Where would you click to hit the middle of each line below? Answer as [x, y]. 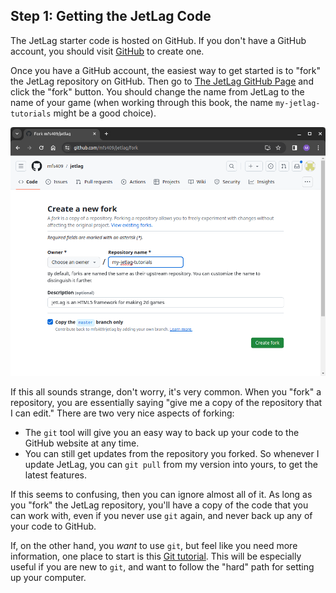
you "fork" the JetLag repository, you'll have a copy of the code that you [159, 505]
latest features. [55, 475]
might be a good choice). [105, 113]
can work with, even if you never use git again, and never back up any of [161, 516]
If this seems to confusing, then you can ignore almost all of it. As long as [161, 495]
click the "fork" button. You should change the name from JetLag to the [157, 91]
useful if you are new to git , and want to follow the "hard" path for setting [162, 567]
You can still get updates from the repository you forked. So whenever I [172, 454]
